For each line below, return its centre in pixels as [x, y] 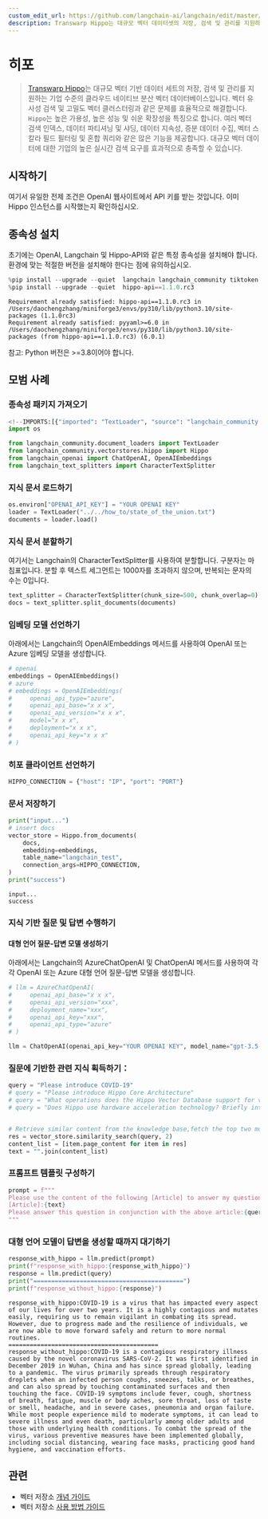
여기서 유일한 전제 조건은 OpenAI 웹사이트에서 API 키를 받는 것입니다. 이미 [124, 197]
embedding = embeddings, [60, 850]
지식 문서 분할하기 [41, 541]
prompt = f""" [32, 1190]
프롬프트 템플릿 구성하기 [52, 1173]
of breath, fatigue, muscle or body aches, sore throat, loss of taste [130, 1400]
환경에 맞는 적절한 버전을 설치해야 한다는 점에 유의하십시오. [100, 265]
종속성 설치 [34, 234]
